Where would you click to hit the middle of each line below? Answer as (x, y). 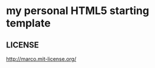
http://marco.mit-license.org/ (41, 59)
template (29, 23)
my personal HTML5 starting (77, 11)
